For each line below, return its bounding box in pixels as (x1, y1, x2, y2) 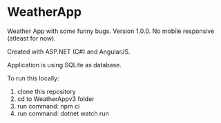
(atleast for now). (7, 34, 57, 42)
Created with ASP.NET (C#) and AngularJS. (7, 47, 131, 56)
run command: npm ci (17, 102, 80, 110)
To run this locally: (7, 74, 60, 82)
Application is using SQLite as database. (7, 60, 122, 69)
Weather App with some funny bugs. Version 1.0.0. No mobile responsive (7, 27, 215, 35)
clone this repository (17, 87, 76, 96)
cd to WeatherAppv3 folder (17, 94, 95, 103)
